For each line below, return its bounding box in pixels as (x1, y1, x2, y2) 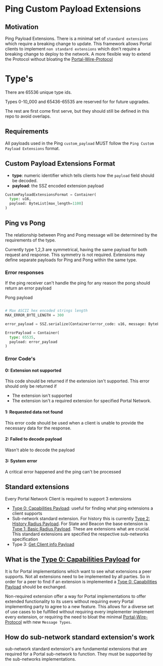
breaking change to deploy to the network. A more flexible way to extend (5, 51, 151, 57)
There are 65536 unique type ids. (5, 89, 72, 95)
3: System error (5, 458, 37, 464)
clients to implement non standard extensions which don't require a (5, 46, 141, 51)
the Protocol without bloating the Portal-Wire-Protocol (5, 56, 113, 62)
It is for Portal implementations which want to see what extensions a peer (5, 568, 152, 574)
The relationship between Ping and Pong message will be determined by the (5, 232, 158, 238)
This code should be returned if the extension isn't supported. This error (5, 378, 149, 384)
